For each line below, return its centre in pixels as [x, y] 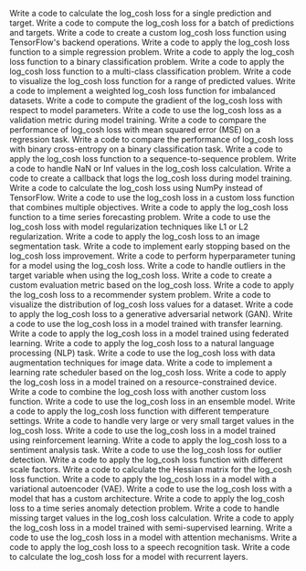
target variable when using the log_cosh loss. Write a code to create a [141, 275]
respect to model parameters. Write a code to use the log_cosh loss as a [146, 110]
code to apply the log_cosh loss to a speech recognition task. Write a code [150, 547]
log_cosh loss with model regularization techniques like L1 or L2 [129, 227]
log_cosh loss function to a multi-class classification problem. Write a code [151, 71]
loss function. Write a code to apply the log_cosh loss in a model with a [143, 479]
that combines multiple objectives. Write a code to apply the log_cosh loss [149, 207]
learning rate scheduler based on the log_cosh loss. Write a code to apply [148, 372]
